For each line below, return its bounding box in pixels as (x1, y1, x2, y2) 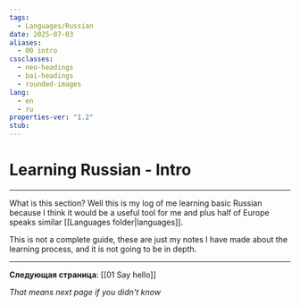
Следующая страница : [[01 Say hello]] (9, 269, 156, 280)
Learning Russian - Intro (9, 160, 192, 180)
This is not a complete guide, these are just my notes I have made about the (9, 234, 288, 244)
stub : (9, 122, 29, 131)
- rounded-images (17, 80, 82, 89)
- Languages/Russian (17, 21, 94, 30)
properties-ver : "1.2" (9, 113, 94, 122)
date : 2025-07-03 (9, 30, 74, 38)
